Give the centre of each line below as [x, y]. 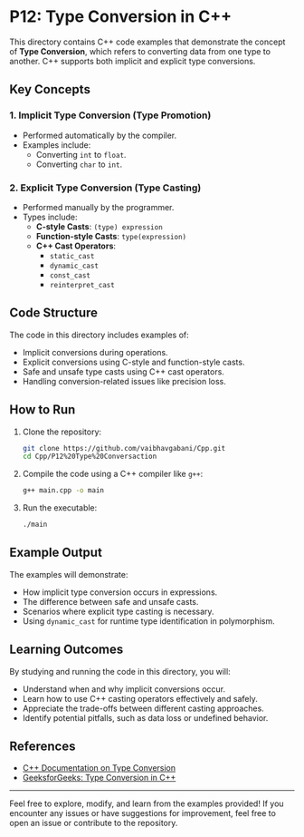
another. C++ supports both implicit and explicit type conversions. [133, 61]
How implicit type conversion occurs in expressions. [120, 592]
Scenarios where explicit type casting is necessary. [118, 611]
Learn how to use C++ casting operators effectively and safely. [140, 698]
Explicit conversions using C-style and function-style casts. [133, 362]
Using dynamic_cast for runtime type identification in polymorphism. [149, 621]
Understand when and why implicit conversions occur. [124, 689]
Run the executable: [60, 508]
